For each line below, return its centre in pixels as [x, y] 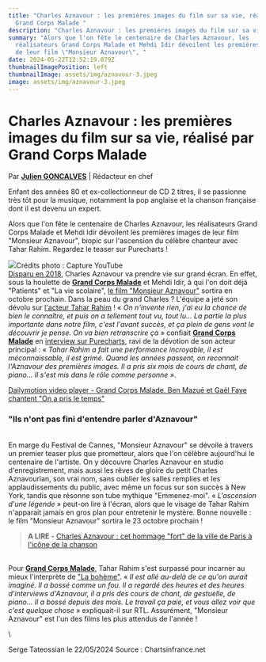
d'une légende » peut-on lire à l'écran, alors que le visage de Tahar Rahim [129, 504]
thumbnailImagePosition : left [58, 67]
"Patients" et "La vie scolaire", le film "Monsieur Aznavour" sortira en [121, 291]
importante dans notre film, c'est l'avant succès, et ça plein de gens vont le [131, 325]
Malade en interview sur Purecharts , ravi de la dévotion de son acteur [122, 341]
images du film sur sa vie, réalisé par [131, 137]
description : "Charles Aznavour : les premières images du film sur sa [129, 30]
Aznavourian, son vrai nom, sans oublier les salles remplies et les [114, 478]
